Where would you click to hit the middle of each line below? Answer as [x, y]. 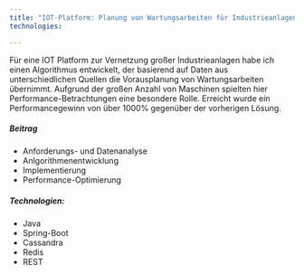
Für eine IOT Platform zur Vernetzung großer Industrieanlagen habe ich [142, 60]
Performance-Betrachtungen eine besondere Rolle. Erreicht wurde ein [140, 98]
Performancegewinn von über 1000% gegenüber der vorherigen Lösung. [146, 108]
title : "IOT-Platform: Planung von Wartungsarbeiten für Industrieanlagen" [155, 18]
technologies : [36, 26]
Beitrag [24, 128]
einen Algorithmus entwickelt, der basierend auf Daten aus [119, 70]
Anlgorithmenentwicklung [71, 161]
